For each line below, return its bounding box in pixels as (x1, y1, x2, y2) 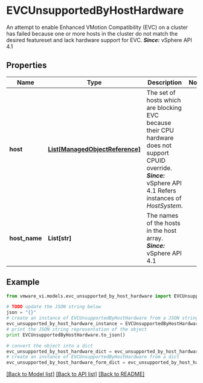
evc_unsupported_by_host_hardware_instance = (6, 321, 123, 327)
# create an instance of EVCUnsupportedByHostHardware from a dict (6, 354, 180, 360)
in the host (146, 226, 177, 235)
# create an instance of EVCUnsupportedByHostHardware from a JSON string (6, 315, 199, 321)
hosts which (146, 96, 181, 104)
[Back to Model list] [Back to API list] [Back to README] (6, 370, 145, 378)
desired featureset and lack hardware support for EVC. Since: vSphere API (6, 36, 192, 43)
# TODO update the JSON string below (6, 304, 101, 310)
